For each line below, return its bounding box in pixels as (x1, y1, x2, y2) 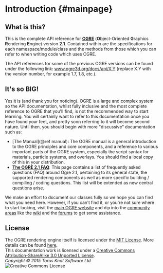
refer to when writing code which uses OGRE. (5, 51, 96, 57)
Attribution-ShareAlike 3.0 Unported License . (5, 252, 95, 258)
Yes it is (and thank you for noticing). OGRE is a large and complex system (5, 98, 154, 104)
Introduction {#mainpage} (5, 3, 113, 15)
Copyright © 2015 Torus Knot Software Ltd (5, 257, 91, 263)
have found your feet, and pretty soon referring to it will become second (5, 118, 150, 125)
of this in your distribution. (12, 159, 65, 165)
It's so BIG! (5, 85, 39, 93)
